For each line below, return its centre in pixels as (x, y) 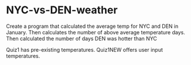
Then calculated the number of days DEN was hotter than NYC (81, 38)
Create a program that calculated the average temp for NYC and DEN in (92, 26)
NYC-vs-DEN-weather (62, 10)
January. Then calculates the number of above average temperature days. (96, 32)
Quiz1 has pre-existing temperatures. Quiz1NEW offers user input (84, 49)
